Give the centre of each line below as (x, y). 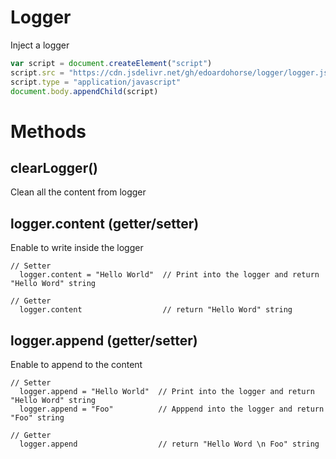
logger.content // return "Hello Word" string (156, 310)
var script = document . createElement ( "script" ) (111, 63)
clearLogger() (54, 168)
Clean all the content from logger (78, 192)
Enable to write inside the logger (77, 248)
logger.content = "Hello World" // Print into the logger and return (169, 275)
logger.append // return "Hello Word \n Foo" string (169, 444)
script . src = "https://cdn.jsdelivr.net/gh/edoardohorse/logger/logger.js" (171, 72)
